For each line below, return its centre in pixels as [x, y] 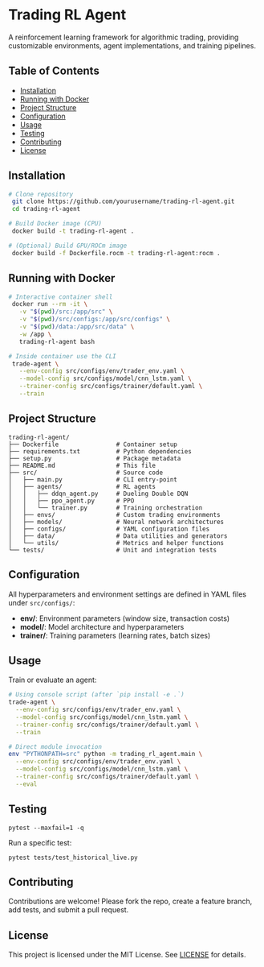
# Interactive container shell [61, 297]
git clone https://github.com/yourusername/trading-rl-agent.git [123, 202]
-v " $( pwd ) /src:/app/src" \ [66, 312]
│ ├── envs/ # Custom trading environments [114, 514]
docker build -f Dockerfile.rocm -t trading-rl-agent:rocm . [116, 253]
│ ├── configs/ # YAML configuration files [109, 529]
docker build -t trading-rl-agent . [73, 231]
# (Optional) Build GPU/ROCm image [68, 246]
